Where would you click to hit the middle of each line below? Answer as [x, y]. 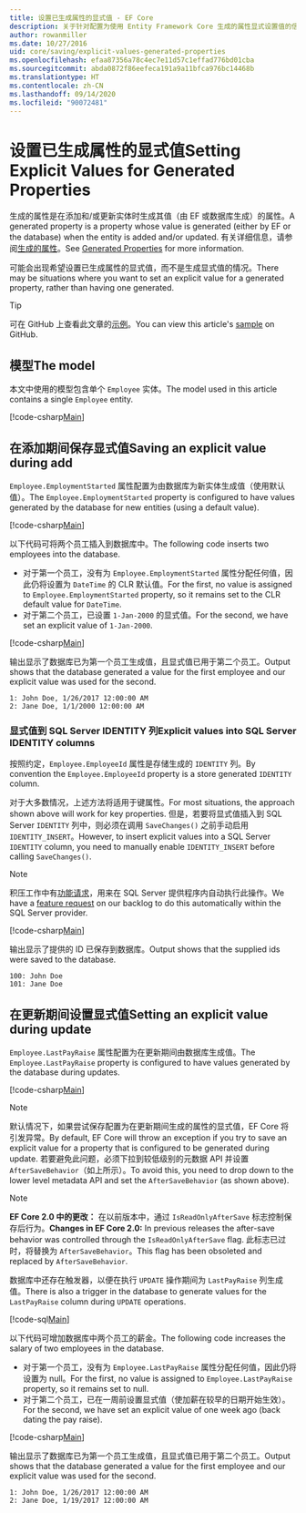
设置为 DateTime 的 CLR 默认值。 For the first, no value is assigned [170, 584]
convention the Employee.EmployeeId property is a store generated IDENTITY [151, 774]
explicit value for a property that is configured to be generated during [140, 1148]
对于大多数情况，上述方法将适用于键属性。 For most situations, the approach [153, 803]
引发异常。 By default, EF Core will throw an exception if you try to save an [148, 1138]
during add [41, 462]
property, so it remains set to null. [86, 1389]
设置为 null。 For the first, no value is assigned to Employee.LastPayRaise [158, 1379]
